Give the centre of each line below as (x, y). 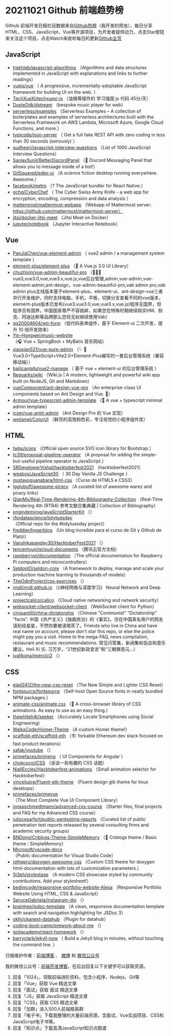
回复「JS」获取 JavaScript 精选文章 (50, 996)
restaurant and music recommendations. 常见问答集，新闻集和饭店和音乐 (89, 643)
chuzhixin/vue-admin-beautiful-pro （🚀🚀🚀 (57, 272)
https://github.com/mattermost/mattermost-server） (68, 211)
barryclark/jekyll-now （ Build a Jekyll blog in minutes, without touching (88, 938)
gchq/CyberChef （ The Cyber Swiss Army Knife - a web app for (81, 192)
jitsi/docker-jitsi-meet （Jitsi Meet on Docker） (62, 217)
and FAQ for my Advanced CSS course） (55, 813)
